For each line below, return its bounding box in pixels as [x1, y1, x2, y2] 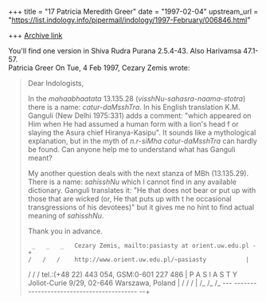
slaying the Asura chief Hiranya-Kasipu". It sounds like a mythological [27, 127, 256, 137]
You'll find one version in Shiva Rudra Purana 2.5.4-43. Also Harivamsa [8, 46, 241, 55]
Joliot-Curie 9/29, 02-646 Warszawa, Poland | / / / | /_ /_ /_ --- [27, 278, 233, 288]
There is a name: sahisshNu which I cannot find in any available [27, 177, 237, 186]
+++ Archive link [8, 31, 63, 40]
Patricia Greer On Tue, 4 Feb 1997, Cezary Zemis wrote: [8, 63, 190, 73]
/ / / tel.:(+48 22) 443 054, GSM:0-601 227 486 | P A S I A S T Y [27, 270, 237, 279]
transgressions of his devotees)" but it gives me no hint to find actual [27, 202, 255, 212]
